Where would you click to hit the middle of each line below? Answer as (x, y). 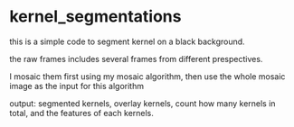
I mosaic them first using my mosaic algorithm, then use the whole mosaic (147, 76)
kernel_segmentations (95, 17)
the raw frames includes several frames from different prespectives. (136, 59)
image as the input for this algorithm (77, 86)
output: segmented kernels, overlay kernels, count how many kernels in (142, 103)
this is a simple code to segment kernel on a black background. (128, 41)
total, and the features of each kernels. (81, 113)
